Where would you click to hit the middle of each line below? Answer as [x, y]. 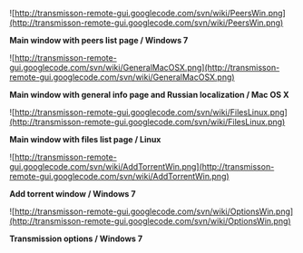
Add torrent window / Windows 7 [73, 194]
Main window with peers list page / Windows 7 [99, 40]
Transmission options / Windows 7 [76, 238]
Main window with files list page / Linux [85, 139]
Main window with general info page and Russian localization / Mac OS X [149, 95]
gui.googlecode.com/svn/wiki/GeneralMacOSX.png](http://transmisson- [145, 68]
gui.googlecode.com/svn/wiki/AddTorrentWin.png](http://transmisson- [142, 166]
